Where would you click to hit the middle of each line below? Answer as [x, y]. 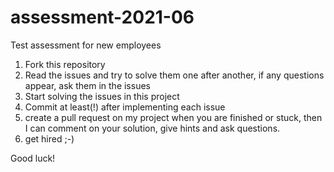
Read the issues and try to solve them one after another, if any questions [174, 75]
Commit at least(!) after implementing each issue [125, 107]
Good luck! [33, 158]
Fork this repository [65, 64]
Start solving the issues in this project [102, 96]
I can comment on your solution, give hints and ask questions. [152, 128]
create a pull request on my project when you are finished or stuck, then [173, 117]
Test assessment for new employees [86, 45]
